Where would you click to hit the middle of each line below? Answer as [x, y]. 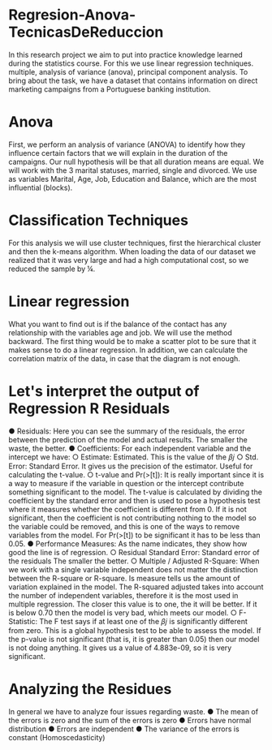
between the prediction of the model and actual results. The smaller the [128, 439]
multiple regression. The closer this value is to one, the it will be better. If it [133, 604]
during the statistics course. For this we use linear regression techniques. [131, 63]
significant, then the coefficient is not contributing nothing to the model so [133, 518]
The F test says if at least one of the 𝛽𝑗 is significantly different [143, 621]
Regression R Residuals [89, 408]
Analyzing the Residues [90, 689]
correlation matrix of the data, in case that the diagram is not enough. [125, 358]
